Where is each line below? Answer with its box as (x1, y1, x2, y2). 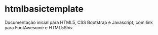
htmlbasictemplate (4, 3, 84, 15)
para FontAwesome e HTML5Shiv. (4, 24, 74, 30)
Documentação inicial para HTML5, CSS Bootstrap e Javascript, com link (4, 19, 153, 25)
